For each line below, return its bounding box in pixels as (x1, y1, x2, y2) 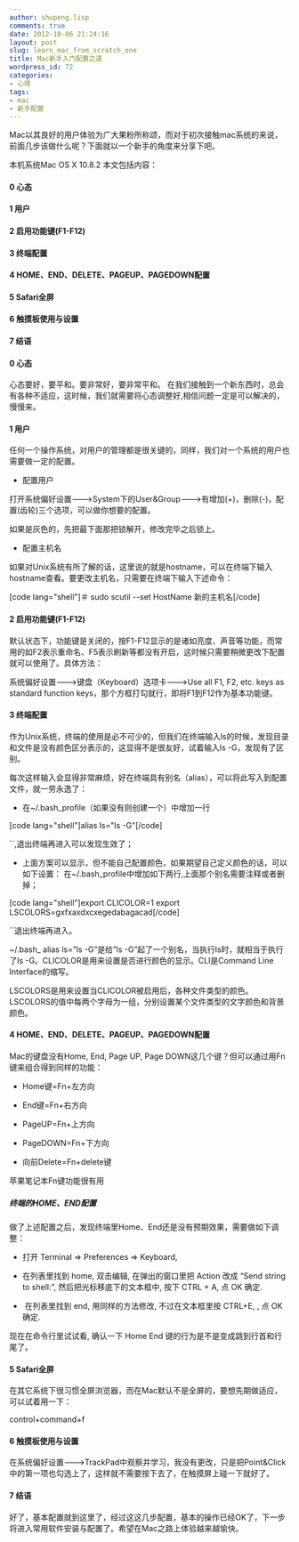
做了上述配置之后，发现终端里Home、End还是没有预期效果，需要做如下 (9, 1221, 271, 1232)
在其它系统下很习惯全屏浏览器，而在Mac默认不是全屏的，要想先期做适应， (9, 1385, 283, 1396)
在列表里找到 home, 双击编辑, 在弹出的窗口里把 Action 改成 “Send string (21, 1270, 287, 1281)
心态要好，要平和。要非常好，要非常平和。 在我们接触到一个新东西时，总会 (9, 379, 285, 390)
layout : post (9, 37, 58, 47)
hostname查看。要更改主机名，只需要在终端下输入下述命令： (9, 573, 233, 584)
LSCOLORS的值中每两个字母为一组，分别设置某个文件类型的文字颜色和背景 (9, 996, 285, 1006)
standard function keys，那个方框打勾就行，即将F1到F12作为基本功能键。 (9, 687, 278, 698)
